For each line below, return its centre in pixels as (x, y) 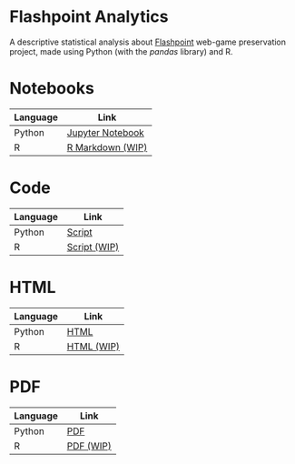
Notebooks (52, 89)
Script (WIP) (93, 247)
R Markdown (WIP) (107, 147)
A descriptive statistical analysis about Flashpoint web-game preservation (148, 42)
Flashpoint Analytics (89, 17)
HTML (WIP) (93, 346)
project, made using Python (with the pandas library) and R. (121, 51)
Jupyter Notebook (106, 132)
